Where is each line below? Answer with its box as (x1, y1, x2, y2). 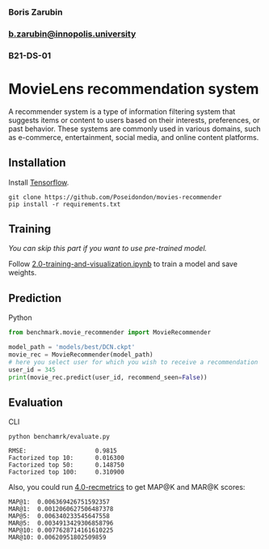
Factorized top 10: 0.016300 (8, 454, 125, 462)
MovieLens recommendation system (8, 79, 259, 98)
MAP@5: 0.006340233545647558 (8, 513, 111, 521)
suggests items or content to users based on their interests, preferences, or (8, 115, 260, 125)
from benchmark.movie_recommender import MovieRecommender (8, 329, 212, 337)
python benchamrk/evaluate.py (8, 432, 111, 441)
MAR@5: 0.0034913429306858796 (8, 519, 114, 528)
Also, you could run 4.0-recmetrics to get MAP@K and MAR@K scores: (8, 483, 246, 492)
